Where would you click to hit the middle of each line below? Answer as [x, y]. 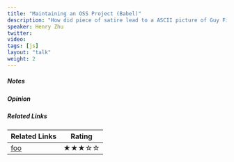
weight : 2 [22, 59]
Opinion [19, 99]
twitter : [20, 33]
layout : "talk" [29, 53]
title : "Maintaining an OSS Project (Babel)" [74, 14]
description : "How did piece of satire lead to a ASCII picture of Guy [113, 20]
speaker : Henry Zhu [36, 26]
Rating [81, 136]
